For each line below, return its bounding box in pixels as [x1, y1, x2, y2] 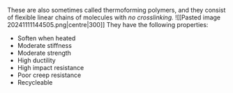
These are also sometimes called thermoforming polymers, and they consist [7, 6, 226, 14]
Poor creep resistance [17, 71, 82, 79]
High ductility [17, 56, 56, 65]
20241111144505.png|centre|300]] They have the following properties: [7, 21, 209, 28]
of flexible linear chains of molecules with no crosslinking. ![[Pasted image [7, 13, 221, 22]
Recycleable [17, 78, 53, 86]
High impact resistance [17, 64, 84, 71]
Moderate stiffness [17, 42, 72, 49]
